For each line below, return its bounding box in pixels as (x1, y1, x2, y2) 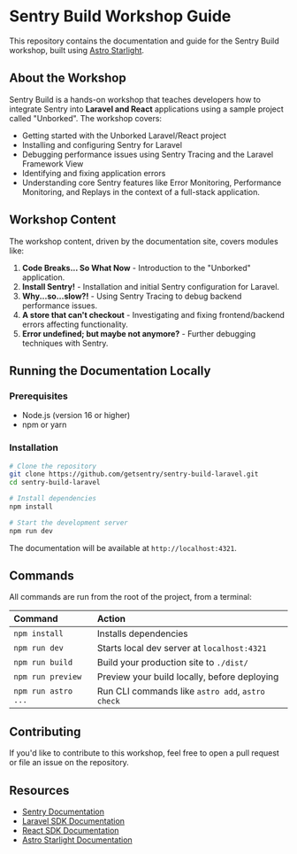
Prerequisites (9, 390, 68, 402)
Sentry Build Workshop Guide (9, 6, 232, 27)
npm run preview (13, 672, 82, 682)
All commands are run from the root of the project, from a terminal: (9, 592, 252, 602)
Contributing (9, 724, 81, 739)
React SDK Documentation (21, 826, 119, 836)
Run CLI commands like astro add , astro (96, 685, 265, 697)
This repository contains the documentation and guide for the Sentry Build (9, 35, 280, 46)
